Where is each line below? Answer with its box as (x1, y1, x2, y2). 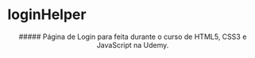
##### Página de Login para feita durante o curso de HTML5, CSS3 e (18, 32, 247, 41)
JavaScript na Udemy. (96, 40, 169, 49)
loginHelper (7, 6, 87, 24)
